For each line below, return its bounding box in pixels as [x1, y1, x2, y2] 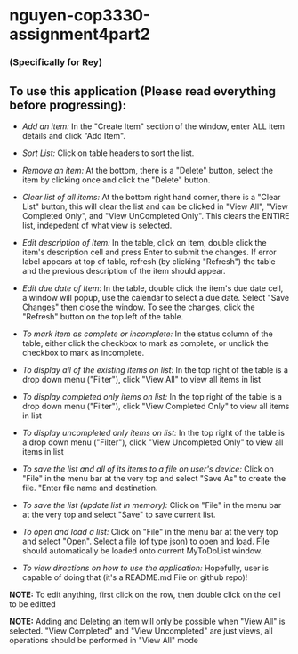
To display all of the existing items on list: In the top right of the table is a [21, 364, 289, 375]
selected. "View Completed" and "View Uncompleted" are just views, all [9, 625, 273, 636]
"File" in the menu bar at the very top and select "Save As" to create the [21, 472, 286, 483]
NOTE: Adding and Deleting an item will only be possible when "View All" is [9, 616, 286, 626]
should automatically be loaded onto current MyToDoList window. [21, 545, 263, 556]
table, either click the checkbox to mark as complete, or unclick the [21, 337, 270, 348]
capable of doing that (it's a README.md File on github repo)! [21, 571, 248, 583]
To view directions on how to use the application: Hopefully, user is [21, 562, 270, 573]
